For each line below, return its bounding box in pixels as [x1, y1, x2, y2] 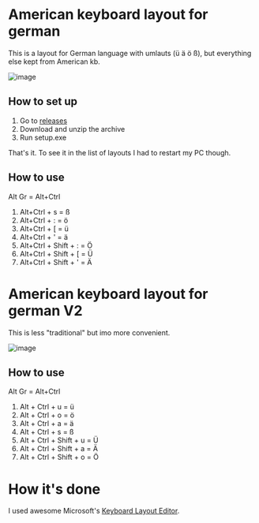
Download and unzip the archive [19, 124, 126, 133]
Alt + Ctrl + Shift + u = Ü [19, 435, 99, 445]
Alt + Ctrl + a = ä [19, 419, 74, 428]
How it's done [8, 480, 101, 498]
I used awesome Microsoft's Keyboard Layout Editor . [8, 506, 180, 516]
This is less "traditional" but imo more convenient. [8, 327, 171, 337]
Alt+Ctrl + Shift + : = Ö [19, 241, 93, 250]
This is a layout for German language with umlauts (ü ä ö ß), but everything [8, 48, 252, 58]
